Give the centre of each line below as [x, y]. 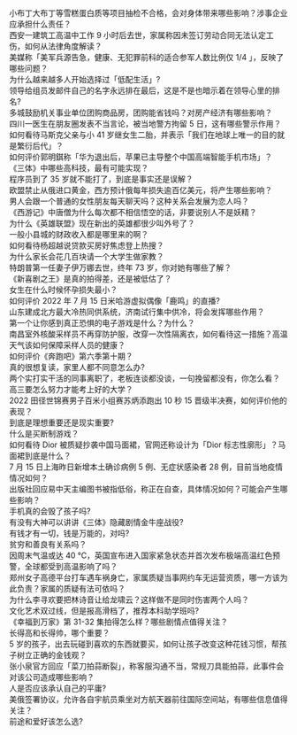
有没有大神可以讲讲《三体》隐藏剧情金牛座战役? [96, 522]
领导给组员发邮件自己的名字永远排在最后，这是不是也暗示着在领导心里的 [141, 90]
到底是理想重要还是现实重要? [62, 422]
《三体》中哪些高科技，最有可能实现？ [79, 168]
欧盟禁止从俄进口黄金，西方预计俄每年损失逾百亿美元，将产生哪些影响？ [141, 190]
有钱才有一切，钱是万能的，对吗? [69, 533]
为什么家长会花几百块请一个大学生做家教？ [87, 256]
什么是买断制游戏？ [44, 433]
